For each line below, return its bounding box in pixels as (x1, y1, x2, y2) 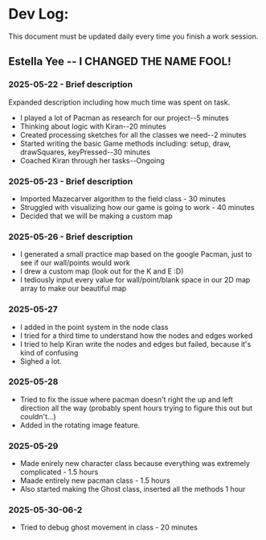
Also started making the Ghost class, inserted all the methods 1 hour (19, 484, 246, 494)
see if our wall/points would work (19, 258, 130, 268)
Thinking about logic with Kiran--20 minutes (19, 122, 166, 131)
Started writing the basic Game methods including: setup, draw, (19, 138, 231, 148)
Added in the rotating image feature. (19, 420, 141, 430)
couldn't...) (19, 411, 56, 421)
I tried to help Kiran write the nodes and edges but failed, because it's (19, 339, 252, 348)
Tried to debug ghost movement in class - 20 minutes (19, 522, 198, 532)
